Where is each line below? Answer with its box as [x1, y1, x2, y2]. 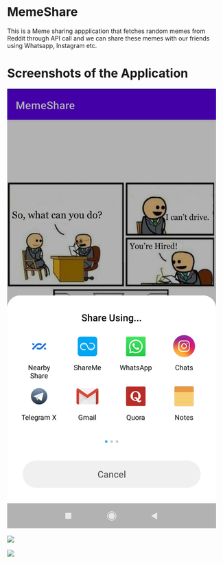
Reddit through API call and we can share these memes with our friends [7, 34, 210, 42]
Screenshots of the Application [7, 66, 189, 81]
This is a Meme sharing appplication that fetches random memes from [7, 27, 206, 35]
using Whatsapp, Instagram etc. [7, 41, 97, 49]
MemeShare [7, 4, 78, 20]
